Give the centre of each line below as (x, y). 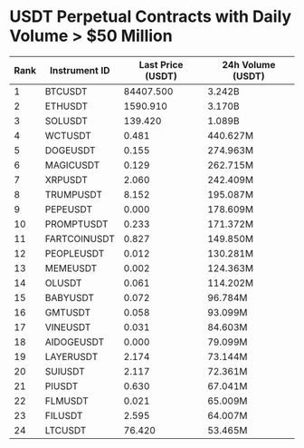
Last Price (161, 64)
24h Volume (249, 64)
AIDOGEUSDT (75, 342)
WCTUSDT (68, 135)
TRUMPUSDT (73, 194)
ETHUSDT (66, 106)
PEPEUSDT (69, 209)
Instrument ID (80, 70)
